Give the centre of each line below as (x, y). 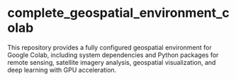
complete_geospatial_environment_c (119, 13)
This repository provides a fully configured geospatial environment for (109, 47)
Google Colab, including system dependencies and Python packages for (113, 55)
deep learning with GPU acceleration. (62, 70)
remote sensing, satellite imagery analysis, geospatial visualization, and (112, 62)
